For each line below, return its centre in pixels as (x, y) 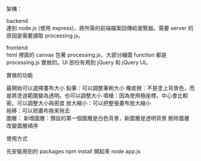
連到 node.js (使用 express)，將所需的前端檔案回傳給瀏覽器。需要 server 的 (100, 28)
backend (17, 21)
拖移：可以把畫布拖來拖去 (38, 111)
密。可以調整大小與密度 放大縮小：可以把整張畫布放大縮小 (79, 103)
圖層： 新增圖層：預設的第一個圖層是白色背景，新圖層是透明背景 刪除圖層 (98, 118)
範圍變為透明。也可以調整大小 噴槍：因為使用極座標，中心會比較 (107, 96)
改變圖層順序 (22, 126)
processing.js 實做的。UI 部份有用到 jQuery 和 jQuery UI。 (79, 62)
